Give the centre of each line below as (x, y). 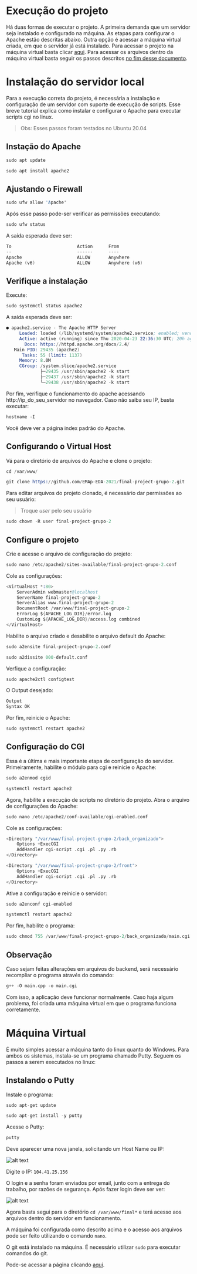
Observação (29, 955)
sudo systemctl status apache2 (44, 306)
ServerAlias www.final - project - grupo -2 (65, 603)
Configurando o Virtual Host (59, 447)
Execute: (17, 295)
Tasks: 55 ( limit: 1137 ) (52, 355)
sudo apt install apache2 (38, 171)
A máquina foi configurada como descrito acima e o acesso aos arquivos (94, 1229)
